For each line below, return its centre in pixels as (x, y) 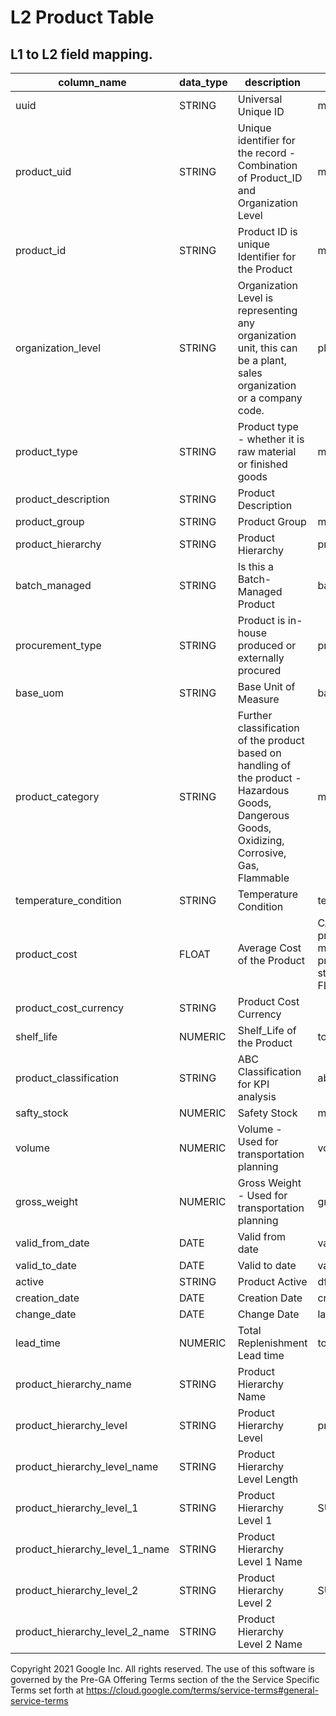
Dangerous (263, 815)
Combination (267, 165)
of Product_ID (270, 178)
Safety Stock (267, 1113)
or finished (262, 464)
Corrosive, (262, 853)
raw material (267, 451)
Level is (255, 298)
